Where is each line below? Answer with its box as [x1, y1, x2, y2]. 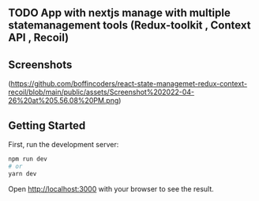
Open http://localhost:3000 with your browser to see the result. [8, 184, 215, 193]
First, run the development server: [8, 140, 119, 150]
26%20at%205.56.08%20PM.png [8, 96, 119, 105]
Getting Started [8, 119, 86, 132]
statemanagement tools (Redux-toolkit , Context [8, 19, 251, 32]
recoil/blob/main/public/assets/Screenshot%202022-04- [8, 87, 195, 97]
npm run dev [8, 155, 47, 163]
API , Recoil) [8, 31, 69, 44]
